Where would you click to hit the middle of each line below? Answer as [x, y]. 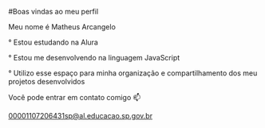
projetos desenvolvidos [47, 81]
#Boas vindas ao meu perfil [53, 12]
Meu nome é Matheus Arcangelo [62, 27]
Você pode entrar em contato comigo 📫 [75, 97]
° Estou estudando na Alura [53, 42]
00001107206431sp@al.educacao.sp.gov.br [81, 116]
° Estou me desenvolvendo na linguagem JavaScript [94, 58]
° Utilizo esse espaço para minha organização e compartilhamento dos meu [133, 73]
